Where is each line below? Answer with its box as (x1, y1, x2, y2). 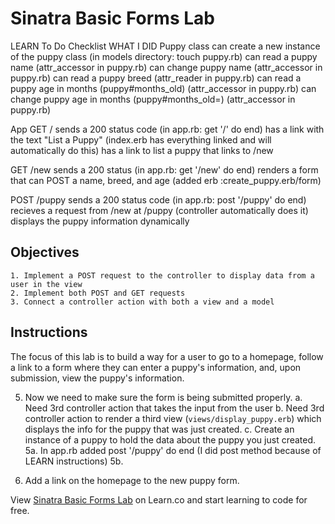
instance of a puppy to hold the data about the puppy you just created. (24, 433, 317, 446)
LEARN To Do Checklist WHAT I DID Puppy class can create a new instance (10, 40, 321, 52)
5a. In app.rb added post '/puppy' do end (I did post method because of (24, 444, 322, 456)
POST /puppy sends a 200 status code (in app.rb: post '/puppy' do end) (10, 193, 307, 206)
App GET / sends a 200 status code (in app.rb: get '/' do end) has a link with (10, 123, 325, 135)
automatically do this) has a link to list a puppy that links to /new (10, 144, 274, 156)
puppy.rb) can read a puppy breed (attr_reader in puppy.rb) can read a (10, 72, 302, 84)
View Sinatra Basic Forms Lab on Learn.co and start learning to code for (10, 493, 308, 506)
